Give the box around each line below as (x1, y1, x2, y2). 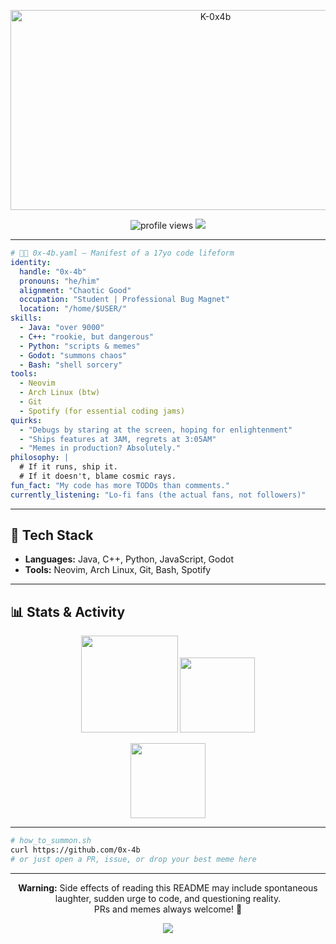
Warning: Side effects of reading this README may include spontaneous (18, 881, 318, 894)
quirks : (10, 415, 43, 425)
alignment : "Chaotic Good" (19, 285, 132, 295)
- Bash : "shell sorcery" (19, 360, 123, 370)
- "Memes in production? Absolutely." (19, 443, 182, 454)
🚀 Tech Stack (10, 527, 94, 544)
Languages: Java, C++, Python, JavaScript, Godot (24, 553, 234, 565)
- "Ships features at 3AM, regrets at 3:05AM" (19, 434, 217, 444)
